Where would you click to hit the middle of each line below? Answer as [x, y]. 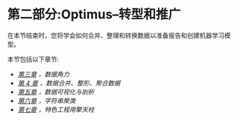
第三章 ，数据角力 [43, 74]
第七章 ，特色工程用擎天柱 [56, 109]
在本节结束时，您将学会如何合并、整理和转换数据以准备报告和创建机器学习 [116, 35]
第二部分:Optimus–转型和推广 [94, 14]
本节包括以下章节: [33, 59]
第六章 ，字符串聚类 [46, 100]
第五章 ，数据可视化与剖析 [56, 92]
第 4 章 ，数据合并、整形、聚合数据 [69, 83]
